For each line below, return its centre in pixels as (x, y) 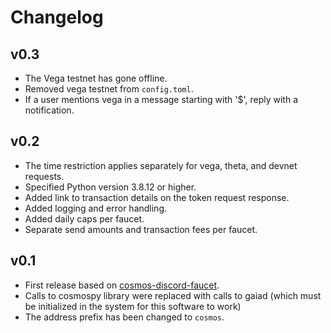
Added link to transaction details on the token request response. (157, 197)
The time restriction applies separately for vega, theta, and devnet (161, 165)
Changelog (57, 17)
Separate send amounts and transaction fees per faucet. (141, 229)
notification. (49, 110)
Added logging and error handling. (96, 208)
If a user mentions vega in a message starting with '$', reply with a (161, 99)
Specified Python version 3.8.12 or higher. (110, 187)
